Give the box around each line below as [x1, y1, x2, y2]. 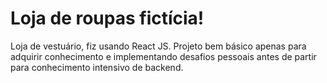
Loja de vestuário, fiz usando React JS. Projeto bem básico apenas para [10, 40, 307, 52]
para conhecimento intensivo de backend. [10, 61, 184, 73]
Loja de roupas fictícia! [10, 7, 205, 30]
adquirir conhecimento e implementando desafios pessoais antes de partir [10, 50, 317, 62]
